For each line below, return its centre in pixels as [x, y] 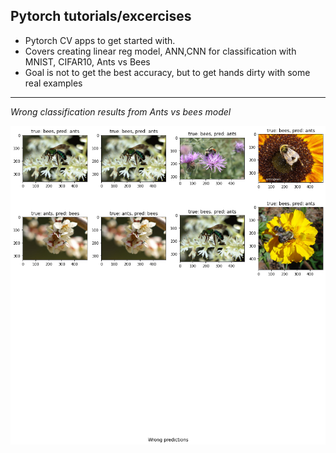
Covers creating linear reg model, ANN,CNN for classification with [160, 51]
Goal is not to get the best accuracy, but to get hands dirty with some [167, 72]
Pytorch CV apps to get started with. [100, 40]
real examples [53, 83]
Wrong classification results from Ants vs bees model [121, 111]
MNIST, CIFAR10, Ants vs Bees [87, 61]
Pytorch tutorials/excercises [101, 16]
